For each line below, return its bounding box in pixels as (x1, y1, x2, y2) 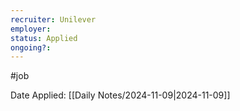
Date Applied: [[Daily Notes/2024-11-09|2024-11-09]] (10, 89, 231, 101)
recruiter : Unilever (10, 14, 97, 25)
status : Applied (10, 33, 78, 43)
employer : (10, 24, 52, 34)
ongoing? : (10, 42, 52, 53)
